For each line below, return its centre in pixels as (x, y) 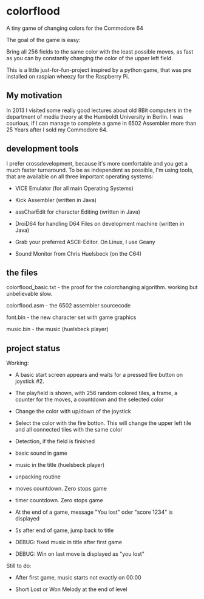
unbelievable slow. (29, 294)
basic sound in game (41, 453)
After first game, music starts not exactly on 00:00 (78, 578)
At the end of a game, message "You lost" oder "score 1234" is (94, 512)
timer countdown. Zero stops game (59, 500)
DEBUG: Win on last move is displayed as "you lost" (80, 554)
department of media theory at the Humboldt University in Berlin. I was (95, 116)
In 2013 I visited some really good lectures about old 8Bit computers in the (99, 110)
